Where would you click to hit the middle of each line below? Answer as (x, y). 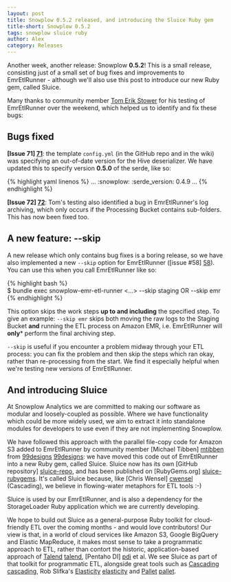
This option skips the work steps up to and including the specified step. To (113, 311)
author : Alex (26, 39)
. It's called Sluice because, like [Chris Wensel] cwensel (114, 479)
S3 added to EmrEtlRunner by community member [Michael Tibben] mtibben (115, 450)
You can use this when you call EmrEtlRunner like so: (82, 270)
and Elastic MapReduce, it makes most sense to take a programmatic (105, 542)
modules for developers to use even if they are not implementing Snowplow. (115, 429)
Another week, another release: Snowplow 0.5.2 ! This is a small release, (109, 65)
